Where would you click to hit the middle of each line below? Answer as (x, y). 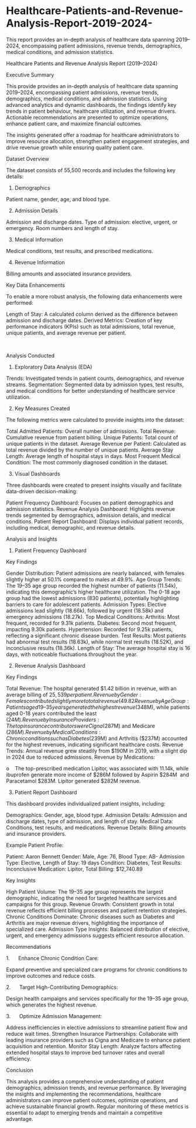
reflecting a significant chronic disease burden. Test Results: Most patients (96, 635)
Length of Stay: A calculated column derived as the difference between (92, 314)
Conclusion (20, 1070)
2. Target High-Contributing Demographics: (62, 987)
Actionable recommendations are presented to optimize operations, (87, 117)
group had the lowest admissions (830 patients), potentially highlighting (92, 598)
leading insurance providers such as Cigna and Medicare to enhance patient (98, 1040)
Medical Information (39, 240)
